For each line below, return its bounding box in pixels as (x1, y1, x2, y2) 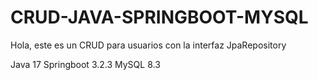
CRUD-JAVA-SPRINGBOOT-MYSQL (10, 6, 309, 29)
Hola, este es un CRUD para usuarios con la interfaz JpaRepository (10, 39, 287, 51)
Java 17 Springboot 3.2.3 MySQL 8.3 (10, 58, 161, 70)
